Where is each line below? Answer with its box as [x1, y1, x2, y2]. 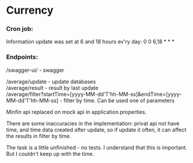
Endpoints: [6, 53, 38, 61]
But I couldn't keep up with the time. [6, 150, 95, 157]
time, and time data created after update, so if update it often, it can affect [6, 126, 186, 133]
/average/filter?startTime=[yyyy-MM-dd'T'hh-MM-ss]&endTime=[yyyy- [6, 90, 182, 98]
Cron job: [6, 25, 34, 33]
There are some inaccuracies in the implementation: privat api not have [6, 120, 179, 127]
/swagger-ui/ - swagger [6, 66, 65, 73]
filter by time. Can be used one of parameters [63, 97, 175, 104]
